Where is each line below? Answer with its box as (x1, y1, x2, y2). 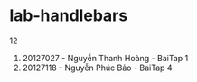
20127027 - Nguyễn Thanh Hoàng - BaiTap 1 (22, 52, 189, 63)
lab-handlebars (9, 5, 128, 26)
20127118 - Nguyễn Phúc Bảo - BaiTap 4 (22, 62, 174, 73)
